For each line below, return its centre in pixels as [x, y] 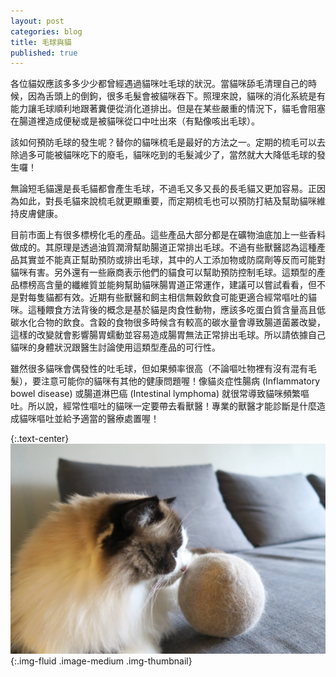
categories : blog [46, 31]
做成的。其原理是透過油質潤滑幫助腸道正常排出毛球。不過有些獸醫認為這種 [163, 247]
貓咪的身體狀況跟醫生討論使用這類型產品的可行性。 [115, 347]
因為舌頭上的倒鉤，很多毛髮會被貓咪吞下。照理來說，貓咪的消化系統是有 [176, 96]
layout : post [37, 21]
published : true [44, 53]
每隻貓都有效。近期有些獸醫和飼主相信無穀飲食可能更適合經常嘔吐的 [167, 297]
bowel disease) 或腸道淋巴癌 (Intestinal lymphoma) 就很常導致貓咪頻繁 [156, 394]
